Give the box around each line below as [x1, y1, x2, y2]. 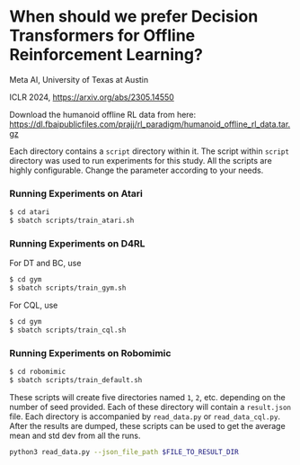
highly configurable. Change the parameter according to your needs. [9, 165, 264, 175]
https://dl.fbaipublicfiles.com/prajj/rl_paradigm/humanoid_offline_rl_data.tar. [9, 119, 291, 130]
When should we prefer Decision [9, 6, 259, 27]
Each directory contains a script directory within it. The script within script [9, 146, 290, 156]
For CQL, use [9, 300, 58, 311]
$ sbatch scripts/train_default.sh [9, 375, 143, 384]
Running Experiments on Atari [9, 187, 144, 200]
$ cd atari [9, 208, 50, 217]
